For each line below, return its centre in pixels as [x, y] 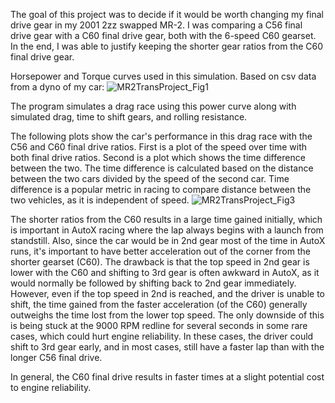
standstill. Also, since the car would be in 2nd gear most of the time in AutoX [168, 240]
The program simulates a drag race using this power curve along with [153, 106]
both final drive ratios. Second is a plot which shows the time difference [158, 157]
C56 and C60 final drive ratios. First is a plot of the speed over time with [159, 147]
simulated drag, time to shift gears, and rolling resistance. [129, 117]
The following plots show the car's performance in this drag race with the [161, 136]
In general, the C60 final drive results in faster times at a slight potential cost [167, 377]
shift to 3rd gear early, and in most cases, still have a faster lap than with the [167, 347]
